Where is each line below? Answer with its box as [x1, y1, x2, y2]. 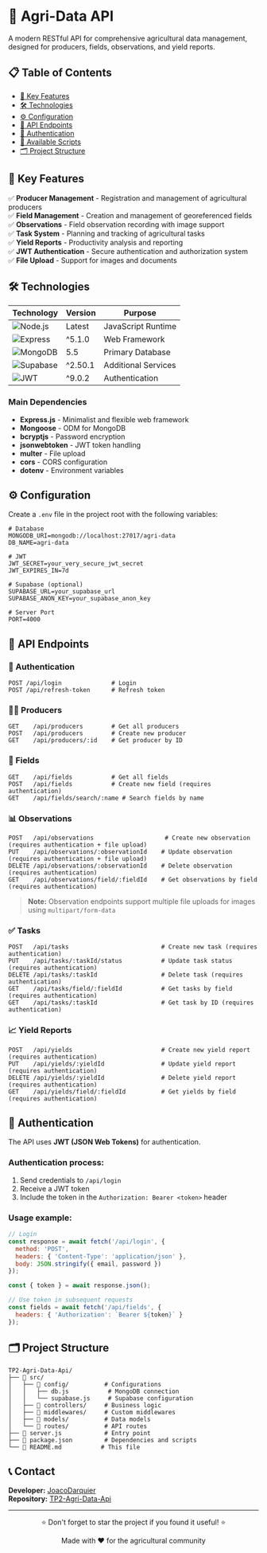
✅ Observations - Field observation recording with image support [8, 219, 225, 229]
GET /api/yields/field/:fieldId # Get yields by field [8, 1087, 237, 1096]
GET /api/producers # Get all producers [8, 722, 180, 731]
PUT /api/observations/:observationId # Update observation [8, 848, 233, 856]
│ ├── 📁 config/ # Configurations [8, 1380, 161, 1388]
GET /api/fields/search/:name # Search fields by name [8, 794, 204, 802]
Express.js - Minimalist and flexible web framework [19, 414, 189, 424]
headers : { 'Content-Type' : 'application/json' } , [15, 1252, 187, 1261]
